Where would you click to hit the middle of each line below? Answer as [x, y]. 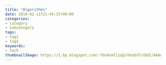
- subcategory [20, 28]
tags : [11, 32]
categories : [17, 19]
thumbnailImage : [22, 55]
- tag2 [12, 42]
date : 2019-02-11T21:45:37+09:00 [40, 14]
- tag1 [12, 37]
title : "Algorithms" [26, 10]
